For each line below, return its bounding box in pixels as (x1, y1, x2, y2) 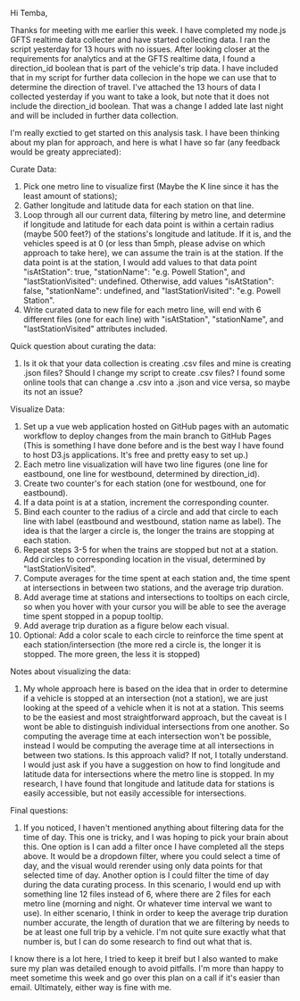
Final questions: (10, 805, 69, 815)
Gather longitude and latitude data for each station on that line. (22, 200, 254, 211)
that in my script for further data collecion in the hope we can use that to (10, 72, 277, 83)
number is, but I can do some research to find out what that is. (22, 937, 253, 947)
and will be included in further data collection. (10, 111, 179, 121)
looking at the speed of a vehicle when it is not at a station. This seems (22, 703, 285, 713)
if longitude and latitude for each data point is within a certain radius (22, 219, 275, 229)
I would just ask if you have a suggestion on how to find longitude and (22, 759, 280, 770)
